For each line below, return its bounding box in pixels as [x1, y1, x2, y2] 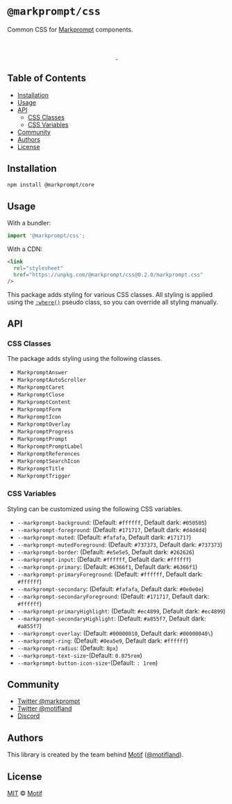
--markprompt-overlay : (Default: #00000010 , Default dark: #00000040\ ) [17, 629, 213, 637]
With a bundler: [7, 219, 51, 227]
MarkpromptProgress [17, 428, 74, 435]
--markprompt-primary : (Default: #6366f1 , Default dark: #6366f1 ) [17, 562, 198, 571]
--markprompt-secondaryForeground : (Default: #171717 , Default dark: [17, 592, 210, 600]
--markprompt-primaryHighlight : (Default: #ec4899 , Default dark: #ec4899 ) [17, 606, 226, 615]
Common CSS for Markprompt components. [7, 25, 133, 33]
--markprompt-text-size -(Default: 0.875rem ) [17, 651, 142, 659]
